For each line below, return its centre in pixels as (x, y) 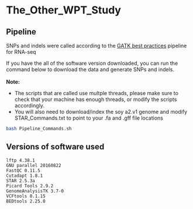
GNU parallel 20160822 (34, 165)
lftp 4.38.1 (20, 160)
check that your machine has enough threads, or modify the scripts (96, 99)
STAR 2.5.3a (20, 181)
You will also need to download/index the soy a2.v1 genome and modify (101, 112)
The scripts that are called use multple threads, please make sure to (96, 93)
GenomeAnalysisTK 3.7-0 (35, 191)
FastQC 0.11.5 (23, 170)
